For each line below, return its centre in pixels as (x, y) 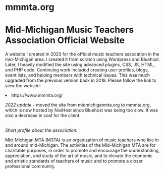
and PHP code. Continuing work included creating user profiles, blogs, (77, 70)
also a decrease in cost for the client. (43, 116)
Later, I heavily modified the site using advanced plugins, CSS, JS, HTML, (80, 65)
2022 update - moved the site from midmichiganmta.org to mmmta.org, (78, 105)
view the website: (23, 86)
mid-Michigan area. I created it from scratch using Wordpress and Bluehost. (82, 59)
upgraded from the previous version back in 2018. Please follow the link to (81, 80)
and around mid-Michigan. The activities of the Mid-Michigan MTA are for (81, 145)
